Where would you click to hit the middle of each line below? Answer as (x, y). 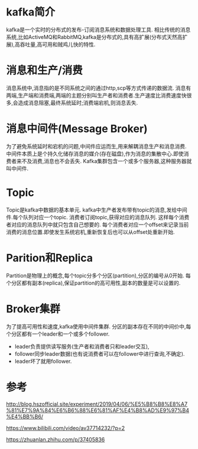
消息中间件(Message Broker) (77, 129)
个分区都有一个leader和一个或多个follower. (58, 334)
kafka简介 (31, 12)
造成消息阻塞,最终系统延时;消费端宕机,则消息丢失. (78, 103)
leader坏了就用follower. (43, 361)
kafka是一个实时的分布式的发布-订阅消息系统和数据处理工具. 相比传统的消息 (98, 30)
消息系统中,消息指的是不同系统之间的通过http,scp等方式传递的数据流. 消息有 (99, 88)
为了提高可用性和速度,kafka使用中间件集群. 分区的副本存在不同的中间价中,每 (99, 326)
